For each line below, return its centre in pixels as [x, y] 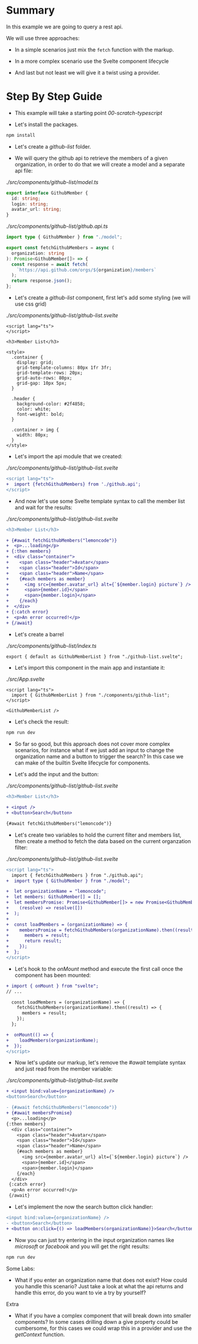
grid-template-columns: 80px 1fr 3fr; [64, 368]
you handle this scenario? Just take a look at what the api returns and [99, 1286]
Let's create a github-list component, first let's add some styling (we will [102, 298]
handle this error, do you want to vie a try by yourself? [80, 1292]
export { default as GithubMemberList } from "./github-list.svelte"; [95, 657]
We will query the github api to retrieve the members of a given [91, 158]
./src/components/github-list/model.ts [52, 182]
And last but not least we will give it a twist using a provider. [87, 72]
